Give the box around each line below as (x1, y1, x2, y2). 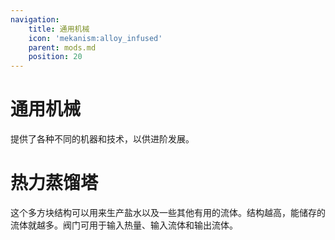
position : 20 (28, 52, 83, 62)
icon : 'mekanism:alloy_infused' (28, 33, 163, 43)
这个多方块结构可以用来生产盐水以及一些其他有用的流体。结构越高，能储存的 (10, 207, 326, 218)
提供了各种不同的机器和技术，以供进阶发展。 (10, 133, 195, 145)
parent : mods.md (28, 42, 97, 53)
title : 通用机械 (28, 24, 90, 34)
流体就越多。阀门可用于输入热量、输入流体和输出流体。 (10, 219, 238, 231)
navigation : (10, 14, 60, 25)
